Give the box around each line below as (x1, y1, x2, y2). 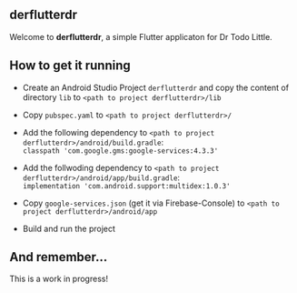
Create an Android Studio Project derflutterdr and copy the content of (22, 82, 289, 93)
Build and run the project (22, 223, 116, 234)
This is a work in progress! (9, 273, 109, 285)
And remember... (9, 249, 108, 265)
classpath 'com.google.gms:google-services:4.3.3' (22, 146, 219, 156)
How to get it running (9, 58, 132, 74)
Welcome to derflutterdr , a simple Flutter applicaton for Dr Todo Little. (9, 31, 272, 42)
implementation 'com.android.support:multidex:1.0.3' (22, 181, 231, 190)
